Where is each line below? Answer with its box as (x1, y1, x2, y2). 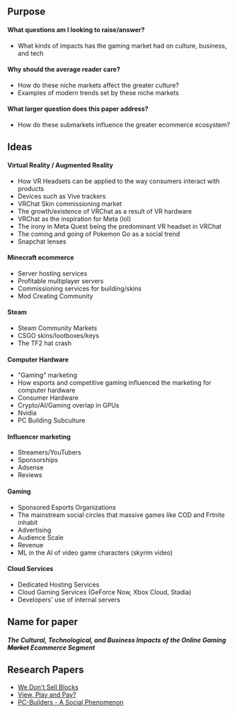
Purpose (7, 6, 46, 18)
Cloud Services (7, 565, 54, 573)
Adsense (17, 463, 44, 472)
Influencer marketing (7, 432, 71, 441)
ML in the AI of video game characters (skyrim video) (17, 548, 173, 557)
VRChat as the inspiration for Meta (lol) (17, 214, 132, 223)
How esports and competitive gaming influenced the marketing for (17, 379, 212, 387)
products (17, 184, 45, 192)
